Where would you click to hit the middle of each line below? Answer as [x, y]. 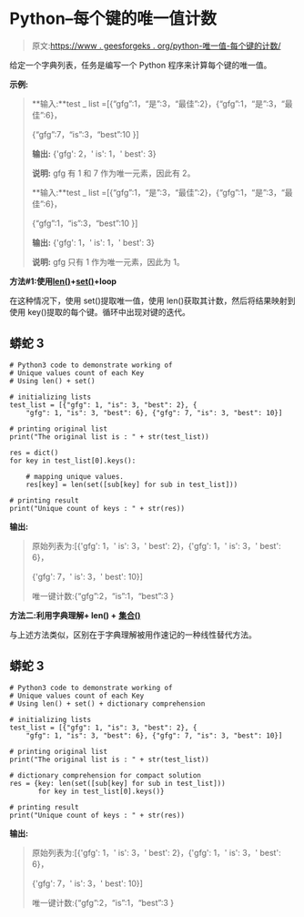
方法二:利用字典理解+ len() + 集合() [75, 615]
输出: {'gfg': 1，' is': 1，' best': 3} [93, 242]
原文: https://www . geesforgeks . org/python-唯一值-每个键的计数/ [156, 46]
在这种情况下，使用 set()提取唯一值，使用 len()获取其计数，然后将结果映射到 [152, 301]
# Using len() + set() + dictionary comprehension [107, 703]
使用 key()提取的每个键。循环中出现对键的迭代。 [100, 311]
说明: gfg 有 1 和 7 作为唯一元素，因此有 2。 [113, 173]
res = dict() [34, 453]
